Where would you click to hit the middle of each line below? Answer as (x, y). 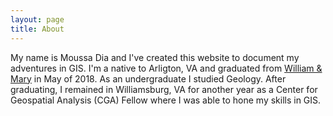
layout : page (37, 19)
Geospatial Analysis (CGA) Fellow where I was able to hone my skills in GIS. (166, 100)
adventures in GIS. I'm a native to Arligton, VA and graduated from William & (166, 68)
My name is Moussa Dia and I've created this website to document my (155, 57)
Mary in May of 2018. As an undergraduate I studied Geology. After (148, 78)
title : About (37, 29)
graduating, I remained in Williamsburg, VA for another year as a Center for (164, 89)
